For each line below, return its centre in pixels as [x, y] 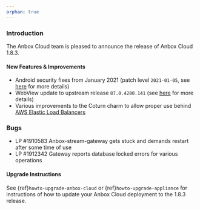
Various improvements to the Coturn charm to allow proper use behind [103, 106]
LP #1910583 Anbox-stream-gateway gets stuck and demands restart [102, 141]
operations [28, 161]
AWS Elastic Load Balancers [50, 112]
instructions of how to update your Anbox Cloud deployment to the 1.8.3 [96, 194]
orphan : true [23, 12]
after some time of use [43, 148]
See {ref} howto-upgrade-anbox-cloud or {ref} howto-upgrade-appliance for [97, 188]
